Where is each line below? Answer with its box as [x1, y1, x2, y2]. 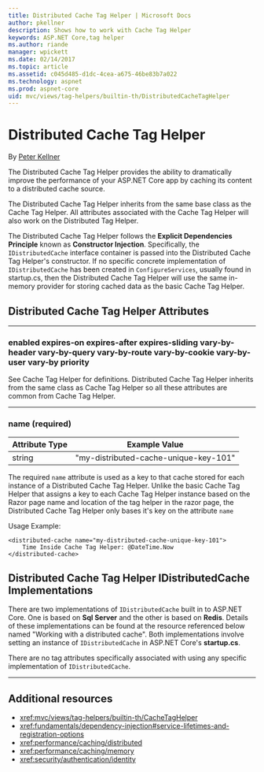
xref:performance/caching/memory [19, 746, 135, 756]
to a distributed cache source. [8, 184, 105, 194]
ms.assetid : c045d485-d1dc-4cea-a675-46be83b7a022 [8, 70, 178, 78]
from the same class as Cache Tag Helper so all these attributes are [8, 383, 228, 392]
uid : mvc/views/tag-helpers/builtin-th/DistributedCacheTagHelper [8, 92, 230, 100]
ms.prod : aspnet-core [8, 84, 79, 93]
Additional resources [8, 692, 113, 705]
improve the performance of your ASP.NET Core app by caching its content [8, 176, 253, 185]
